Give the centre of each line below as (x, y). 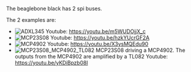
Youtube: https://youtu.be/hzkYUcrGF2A (100, 37)
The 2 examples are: (31, 20)
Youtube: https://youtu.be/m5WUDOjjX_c (95, 31)
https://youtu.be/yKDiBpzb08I (51, 63)
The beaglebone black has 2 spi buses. (54, 9)
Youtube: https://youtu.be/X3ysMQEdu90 (98, 44)
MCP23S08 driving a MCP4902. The (141, 50)
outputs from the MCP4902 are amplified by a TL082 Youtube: (91, 56)
